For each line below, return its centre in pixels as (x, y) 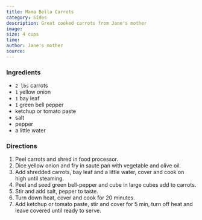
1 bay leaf (27, 99)
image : (14, 29)
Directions (22, 146)
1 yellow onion (33, 92)
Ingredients (24, 72)
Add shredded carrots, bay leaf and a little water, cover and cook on (99, 172)
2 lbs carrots (31, 86)
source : (16, 51)
